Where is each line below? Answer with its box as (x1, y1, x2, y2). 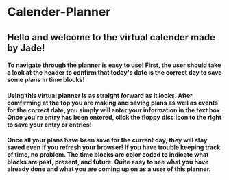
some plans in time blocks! (7, 76, 85, 84)
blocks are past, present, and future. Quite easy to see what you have (7, 158, 209, 166)
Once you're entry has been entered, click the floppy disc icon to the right (7, 113, 221, 121)
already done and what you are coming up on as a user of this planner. (7, 165, 211, 173)
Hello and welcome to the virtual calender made (7, 31, 216, 43)
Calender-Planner (7, 4, 111, 20)
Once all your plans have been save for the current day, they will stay (7, 136, 208, 144)
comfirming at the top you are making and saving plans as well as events (7, 99, 218, 107)
